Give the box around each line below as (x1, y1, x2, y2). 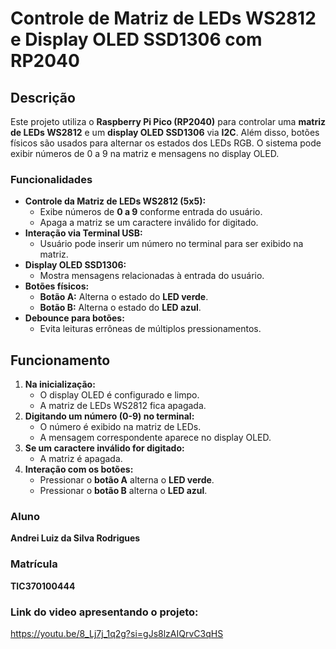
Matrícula (10, 557, 58, 571)
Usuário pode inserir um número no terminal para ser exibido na (39, 238, 304, 250)
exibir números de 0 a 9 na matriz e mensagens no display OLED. (10, 148, 280, 159)
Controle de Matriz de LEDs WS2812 (10, 7, 317, 30)
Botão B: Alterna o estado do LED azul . (39, 302, 202, 314)
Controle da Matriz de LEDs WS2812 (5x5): (24, 195, 207, 207)
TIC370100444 (10, 580, 76, 592)
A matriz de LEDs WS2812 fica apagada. (39, 400, 207, 412)
